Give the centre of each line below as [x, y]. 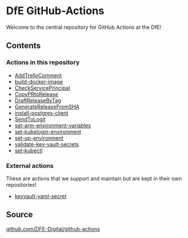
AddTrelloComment [38, 75]
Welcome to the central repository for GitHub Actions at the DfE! [84, 27]
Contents [23, 46]
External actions [30, 166]
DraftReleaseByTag [38, 100]
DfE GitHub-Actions [55, 11]
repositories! [21, 184]
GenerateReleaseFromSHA [47, 107]
